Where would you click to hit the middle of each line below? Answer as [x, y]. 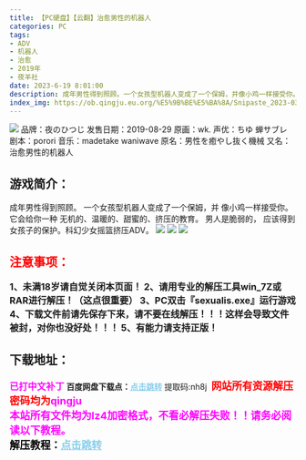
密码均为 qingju [46, 400]
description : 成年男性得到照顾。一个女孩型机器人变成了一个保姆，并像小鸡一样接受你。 [155, 94]
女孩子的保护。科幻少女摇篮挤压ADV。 [82, 230]
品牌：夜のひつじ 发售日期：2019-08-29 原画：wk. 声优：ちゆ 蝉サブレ [154, 129]
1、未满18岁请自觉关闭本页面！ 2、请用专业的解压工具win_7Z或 [146, 286]
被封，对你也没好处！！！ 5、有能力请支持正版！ [114, 327]
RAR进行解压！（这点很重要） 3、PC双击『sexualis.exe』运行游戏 [153, 300]
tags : [20, 35]
